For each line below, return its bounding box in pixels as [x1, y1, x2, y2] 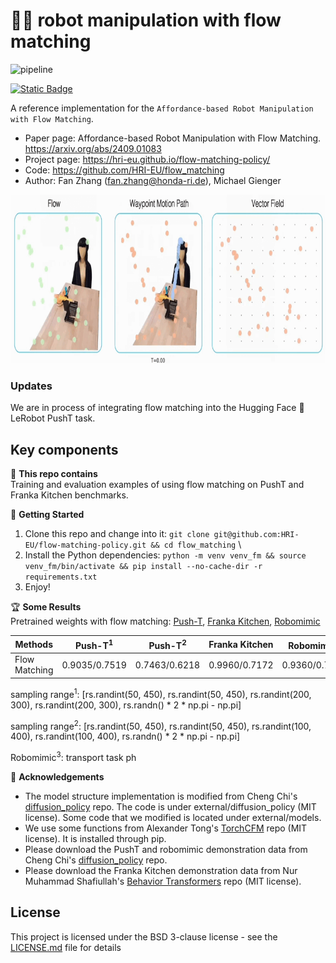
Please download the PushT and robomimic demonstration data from [24, 843, 308, 855]
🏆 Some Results [10, 601, 82, 613]
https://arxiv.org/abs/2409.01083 [24, 142, 162, 154]
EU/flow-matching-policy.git [24, 540, 147, 551]
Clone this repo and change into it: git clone [24, 528, 210, 540]
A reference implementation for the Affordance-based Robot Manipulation [10, 102, 314, 114]
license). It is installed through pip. [24, 832, 167, 844]
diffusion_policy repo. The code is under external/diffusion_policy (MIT [24, 800, 317, 813]
